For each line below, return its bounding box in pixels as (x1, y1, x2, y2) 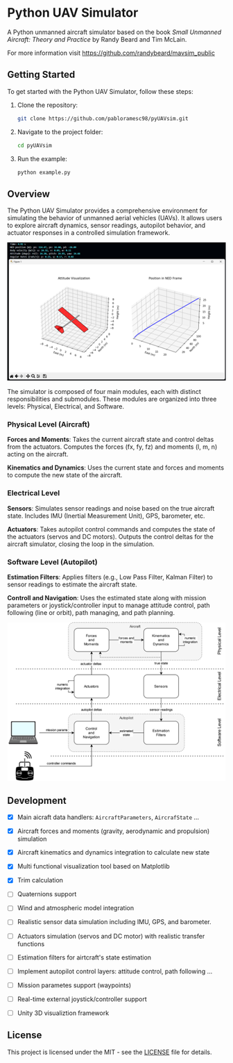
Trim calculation (17, 876, 64, 884)
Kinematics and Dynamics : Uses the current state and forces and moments (7, 463, 224, 472)
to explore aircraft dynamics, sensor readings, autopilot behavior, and (7, 221, 206, 230)
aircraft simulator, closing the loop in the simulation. (7, 540, 155, 548)
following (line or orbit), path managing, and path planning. (7, 609, 175, 617)
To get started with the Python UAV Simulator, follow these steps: (7, 87, 193, 95)
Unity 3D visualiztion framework (17, 1009, 110, 1017)
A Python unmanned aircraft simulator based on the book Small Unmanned (7, 28, 222, 36)
